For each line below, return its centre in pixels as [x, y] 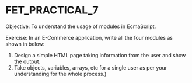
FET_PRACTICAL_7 [52, 10]
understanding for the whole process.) [60, 74]
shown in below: [25, 44]
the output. [27, 61]
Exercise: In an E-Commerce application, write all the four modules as [89, 37]
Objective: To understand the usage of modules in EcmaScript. [81, 26]
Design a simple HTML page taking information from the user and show [100, 55]
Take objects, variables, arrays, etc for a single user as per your [90, 67]
